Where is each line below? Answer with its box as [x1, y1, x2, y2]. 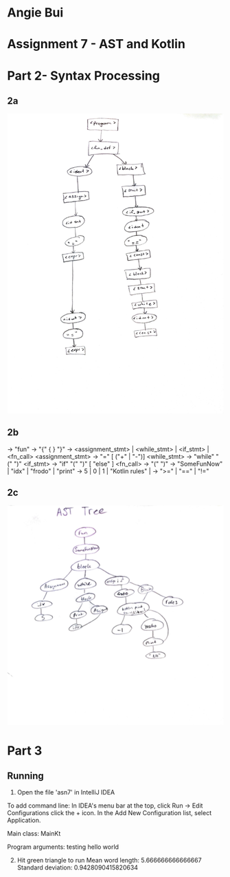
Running [7, 770, 45, 782]
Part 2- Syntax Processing [7, 67, 160, 83]
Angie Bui [7, 5, 64, 21]
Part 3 [7, 743, 43, 758]
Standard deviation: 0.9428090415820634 [16, 863, 139, 871]
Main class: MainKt [7, 830, 61, 838]
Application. [7, 816, 41, 825]
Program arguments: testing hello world [7, 843, 119, 851]
